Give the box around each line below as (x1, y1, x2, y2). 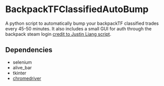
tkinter (12, 70, 26, 76)
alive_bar (12, 64, 32, 70)
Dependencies (5, 46, 52, 54)
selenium (12, 59, 32, 65)
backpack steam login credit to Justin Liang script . (5, 31, 112, 37)
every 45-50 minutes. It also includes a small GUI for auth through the (5, 25, 152, 31)
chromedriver (12, 75, 42, 81)
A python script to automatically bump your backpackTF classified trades (5, 20, 159, 26)
